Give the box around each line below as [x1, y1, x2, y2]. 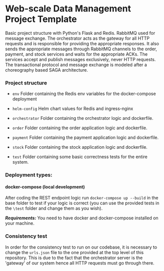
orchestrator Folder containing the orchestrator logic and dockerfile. [12, 115, 154, 121]
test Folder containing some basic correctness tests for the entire [12, 154, 148, 160]
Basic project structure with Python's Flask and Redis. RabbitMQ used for [5, 30, 156, 36]
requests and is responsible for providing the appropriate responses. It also [5, 40, 159, 46]
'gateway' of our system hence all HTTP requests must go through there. [5, 260, 155, 266]
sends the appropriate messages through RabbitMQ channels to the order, [5, 46, 158, 52]
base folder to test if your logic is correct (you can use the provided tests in [5, 200, 160, 206]
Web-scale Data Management [5, 3, 131, 14]
